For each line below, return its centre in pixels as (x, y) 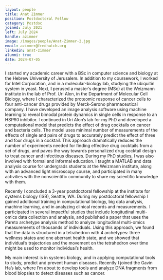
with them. (16, 182)
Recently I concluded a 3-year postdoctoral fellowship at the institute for (78, 191)
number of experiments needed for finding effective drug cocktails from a (79, 146)
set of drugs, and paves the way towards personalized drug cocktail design (81, 151)
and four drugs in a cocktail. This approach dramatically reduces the (73, 140)
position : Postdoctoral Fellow (37, 19)
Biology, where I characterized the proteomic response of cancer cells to (78, 99)
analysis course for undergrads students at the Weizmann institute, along (78, 167)
